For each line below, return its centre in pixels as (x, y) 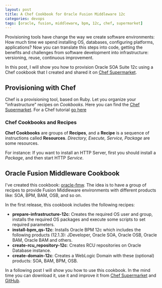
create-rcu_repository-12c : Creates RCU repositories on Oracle (77, 245)
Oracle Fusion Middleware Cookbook (62, 173)
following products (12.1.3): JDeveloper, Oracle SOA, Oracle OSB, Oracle (84, 235)
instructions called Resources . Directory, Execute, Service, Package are (78, 138)
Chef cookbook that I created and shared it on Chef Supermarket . (71, 72)
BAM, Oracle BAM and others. (42, 240)
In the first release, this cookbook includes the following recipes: (70, 205)
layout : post (18, 10)
